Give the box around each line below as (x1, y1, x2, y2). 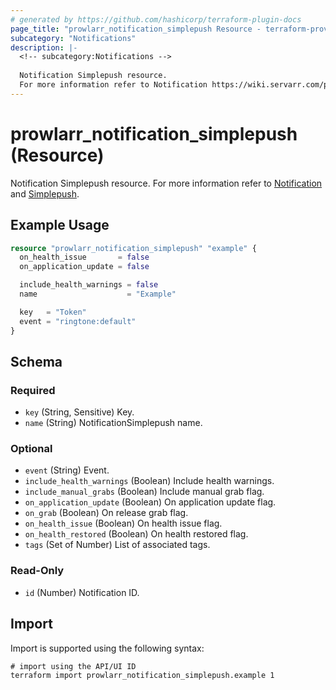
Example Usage (10, 217, 110, 234)
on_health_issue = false (19, 252, 150, 263)
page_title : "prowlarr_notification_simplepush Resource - (10, 24, 262, 34)
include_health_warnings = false (19, 280, 159, 290)
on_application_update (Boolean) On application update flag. (24, 496, 277, 508)
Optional (10, 442, 53, 456)
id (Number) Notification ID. (24, 586, 140, 598)
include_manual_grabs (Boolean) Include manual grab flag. (24, 486, 265, 498)
